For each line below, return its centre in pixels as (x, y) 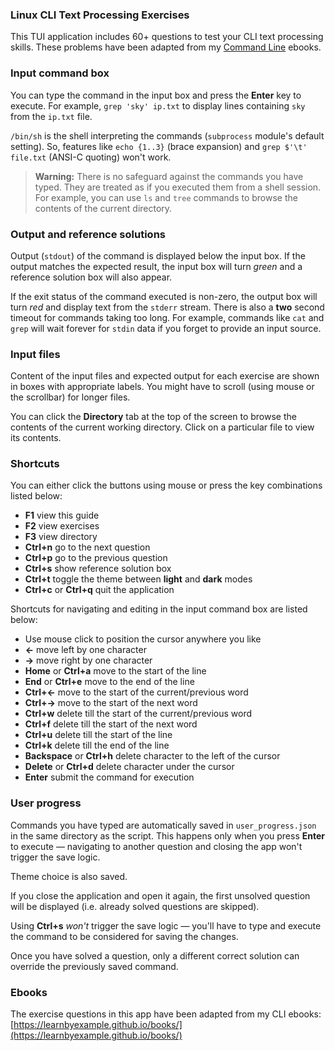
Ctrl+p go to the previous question (96, 558)
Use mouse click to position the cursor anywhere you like (143, 639)
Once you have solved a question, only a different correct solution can (155, 955)
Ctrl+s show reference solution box (98, 569)
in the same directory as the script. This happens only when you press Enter (167, 835)
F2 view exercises (62, 526)
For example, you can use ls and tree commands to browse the (166, 197)
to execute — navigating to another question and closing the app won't (156, 846)
